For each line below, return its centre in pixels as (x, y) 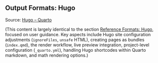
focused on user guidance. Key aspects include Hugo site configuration (78, 34)
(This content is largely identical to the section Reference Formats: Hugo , (79, 29)
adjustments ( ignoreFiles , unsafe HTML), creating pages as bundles (75, 40)
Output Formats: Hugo (40, 8)
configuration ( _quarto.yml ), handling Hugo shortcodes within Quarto (76, 50)
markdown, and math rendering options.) (47, 55)
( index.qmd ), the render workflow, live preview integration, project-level (77, 45)
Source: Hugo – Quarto (28, 20)
